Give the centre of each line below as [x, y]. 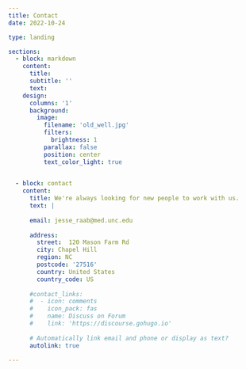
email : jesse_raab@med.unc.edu [81, 220]
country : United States [76, 272]
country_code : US [65, 279]
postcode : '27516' [67, 264]
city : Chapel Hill [67, 250]
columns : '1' [51, 103]
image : [48, 118]
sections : [25, 51]
